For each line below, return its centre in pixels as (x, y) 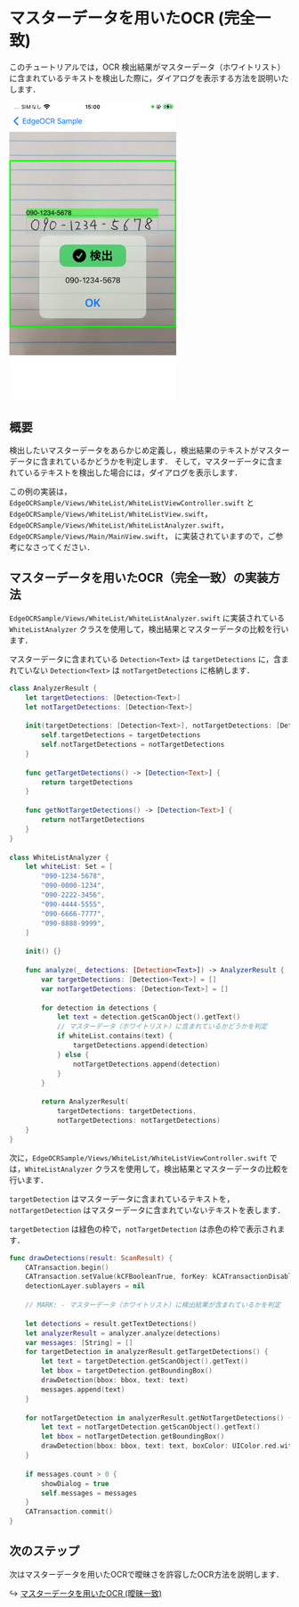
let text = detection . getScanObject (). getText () (149, 1017)
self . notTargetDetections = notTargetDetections (133, 745)
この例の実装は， (40, 492)
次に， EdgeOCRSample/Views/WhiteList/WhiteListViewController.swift (138, 1157)
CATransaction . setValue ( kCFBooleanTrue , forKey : (117, 1277)
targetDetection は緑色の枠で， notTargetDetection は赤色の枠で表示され (143, 1229)
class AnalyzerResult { (53, 688)
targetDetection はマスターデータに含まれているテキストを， (122, 1199)
